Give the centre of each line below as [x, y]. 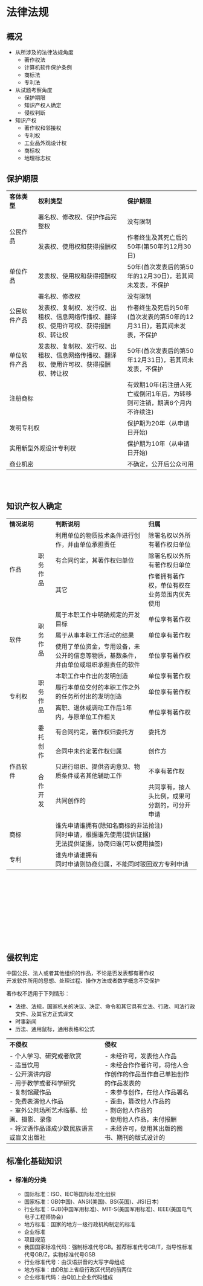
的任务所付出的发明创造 [89, 696]
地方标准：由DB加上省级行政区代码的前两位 [78, 1270]
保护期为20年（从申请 [158, 423]
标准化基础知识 [34, 1161]
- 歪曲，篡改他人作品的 [138, 1102]
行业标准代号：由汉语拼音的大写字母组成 [74, 1262]
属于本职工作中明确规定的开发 [98, 615]
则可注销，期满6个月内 [159, 402]
